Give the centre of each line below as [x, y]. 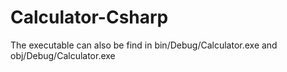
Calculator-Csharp [89, 17]
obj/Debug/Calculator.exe [63, 55]
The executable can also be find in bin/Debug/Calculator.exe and [144, 45]
